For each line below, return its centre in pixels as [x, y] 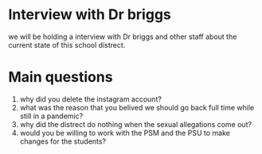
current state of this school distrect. [67, 44]
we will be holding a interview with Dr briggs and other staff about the [123, 37]
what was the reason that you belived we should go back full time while [137, 107]
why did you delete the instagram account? [90, 99]
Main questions [61, 77]
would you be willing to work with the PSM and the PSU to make [125, 133]
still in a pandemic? [51, 116]
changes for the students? [63, 141]
